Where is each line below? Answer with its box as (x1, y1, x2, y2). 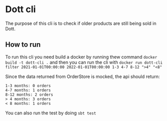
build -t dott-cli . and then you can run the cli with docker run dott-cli (5, 59, 163, 65)
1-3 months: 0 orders (5, 83, 51, 88)
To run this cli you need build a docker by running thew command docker (5, 54, 157, 60)
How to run (5, 41, 41, 49)
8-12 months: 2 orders (5, 92, 53, 97)
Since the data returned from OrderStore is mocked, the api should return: (5, 73, 160, 79)
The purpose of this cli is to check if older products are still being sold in (5, 20, 156, 26)
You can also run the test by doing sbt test (5, 110, 96, 116)
